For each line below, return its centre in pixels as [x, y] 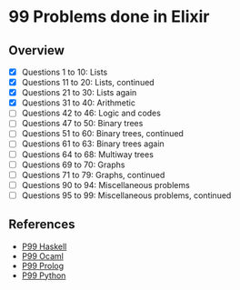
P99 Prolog [43, 265]
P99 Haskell [44, 246]
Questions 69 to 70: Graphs [73, 165]
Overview [37, 50]
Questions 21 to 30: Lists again [79, 93]
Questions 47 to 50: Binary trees [82, 124]
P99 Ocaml [43, 255]
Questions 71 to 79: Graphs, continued [93, 175]
